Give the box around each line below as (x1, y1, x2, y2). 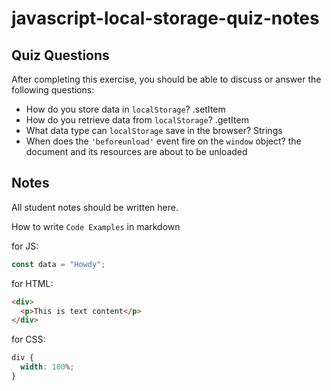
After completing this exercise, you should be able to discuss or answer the (11, 73, 322, 85)
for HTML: (11, 277, 54, 289)
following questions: (11, 84, 95, 96)
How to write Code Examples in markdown (11, 220, 181, 232)
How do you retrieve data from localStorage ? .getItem (25, 114, 249, 126)
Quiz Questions (11, 47, 110, 64)
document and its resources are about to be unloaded (25, 146, 248, 157)
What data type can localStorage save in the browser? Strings (25, 125, 283, 136)
